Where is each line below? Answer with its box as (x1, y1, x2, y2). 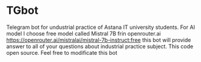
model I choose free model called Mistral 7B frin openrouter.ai (6, 29, 161, 37)
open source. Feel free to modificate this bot (6, 49, 118, 56)
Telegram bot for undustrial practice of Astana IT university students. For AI (6, 23, 196, 31)
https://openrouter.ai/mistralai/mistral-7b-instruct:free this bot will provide (6, 36, 191, 43)
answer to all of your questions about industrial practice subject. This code (6, 43, 194, 50)
